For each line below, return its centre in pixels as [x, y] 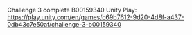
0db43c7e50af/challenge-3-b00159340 [64, 24]
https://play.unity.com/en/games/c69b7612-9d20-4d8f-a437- [96, 17]
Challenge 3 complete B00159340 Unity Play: [72, 10]
